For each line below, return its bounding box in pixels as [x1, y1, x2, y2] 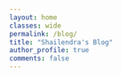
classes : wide [9, 21, 62, 30]
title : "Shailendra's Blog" [9, 37, 114, 47]
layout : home [9, 12, 58, 22]
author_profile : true [9, 46, 90, 55]
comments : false [9, 54, 69, 63]
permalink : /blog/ [9, 29, 77, 38]
